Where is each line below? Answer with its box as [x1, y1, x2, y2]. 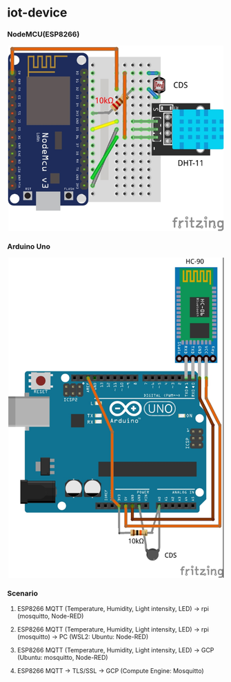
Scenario [7, 589, 38, 598]
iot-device [7, 5, 68, 21]
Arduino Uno [7, 242, 50, 251]
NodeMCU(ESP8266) [7, 30, 80, 39]
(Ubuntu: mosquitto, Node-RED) [17, 653, 108, 661]
